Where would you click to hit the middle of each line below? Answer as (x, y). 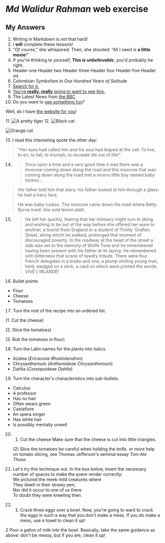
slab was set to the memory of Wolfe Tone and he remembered (89, 245)
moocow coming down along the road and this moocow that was (90, 170)
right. (18, 65)
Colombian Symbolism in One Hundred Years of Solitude (70, 81)
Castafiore (23, 409)
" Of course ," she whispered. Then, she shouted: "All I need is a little (82, 50)
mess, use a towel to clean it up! (53, 520)
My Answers (26, 27)
